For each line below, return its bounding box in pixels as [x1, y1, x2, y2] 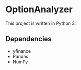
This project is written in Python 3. [5, 20, 76, 26]
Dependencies [5, 35, 52, 43]
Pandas [12, 53, 29, 59]
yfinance [12, 48, 31, 54]
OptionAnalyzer [5, 4, 73, 15]
